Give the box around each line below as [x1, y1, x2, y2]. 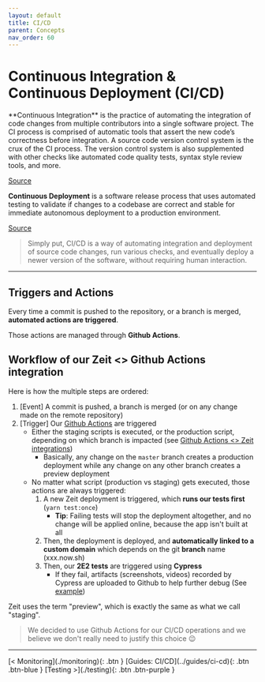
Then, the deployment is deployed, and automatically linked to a [43, 536, 255, 545]
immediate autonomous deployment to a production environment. [8, 208, 221, 218]
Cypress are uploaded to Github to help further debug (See [54, 578, 247, 587]
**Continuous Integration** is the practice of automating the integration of [8, 111, 252, 120]
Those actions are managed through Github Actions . [8, 331, 181, 339]
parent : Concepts [8, 26, 65, 34]
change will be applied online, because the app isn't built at [54, 519, 248, 529]
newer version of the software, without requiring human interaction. [27, 256, 248, 265]
